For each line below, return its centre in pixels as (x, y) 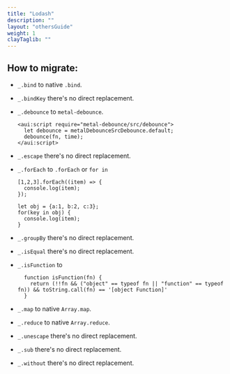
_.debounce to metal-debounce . (60, 112)
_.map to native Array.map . (54, 308)
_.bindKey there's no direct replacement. (76, 98)
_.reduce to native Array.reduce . (63, 322)
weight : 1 (22, 33)
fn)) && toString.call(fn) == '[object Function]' (92, 290)
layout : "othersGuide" (40, 27)
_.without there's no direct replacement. (76, 363)
